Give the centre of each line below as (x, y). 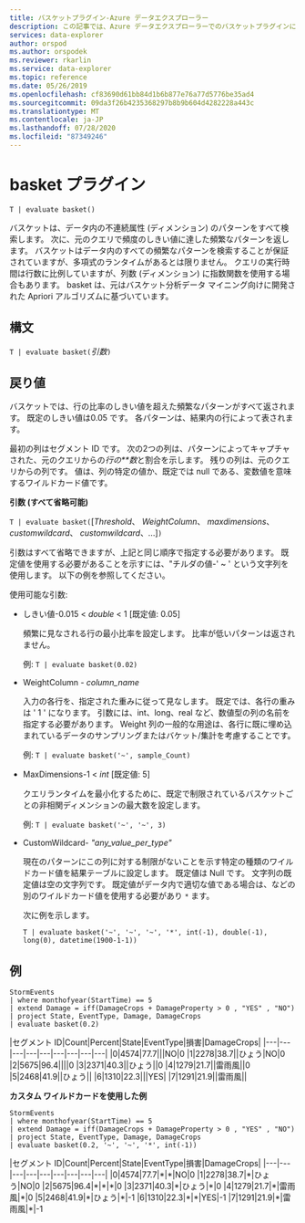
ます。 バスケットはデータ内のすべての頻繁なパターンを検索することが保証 (149, 250)
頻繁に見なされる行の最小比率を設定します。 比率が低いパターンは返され (159, 633)
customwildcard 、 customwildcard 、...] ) (86, 533)
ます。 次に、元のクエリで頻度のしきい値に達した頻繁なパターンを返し (157, 239)
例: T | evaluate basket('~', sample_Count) (107, 755)
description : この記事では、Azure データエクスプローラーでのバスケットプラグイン (149, 26)
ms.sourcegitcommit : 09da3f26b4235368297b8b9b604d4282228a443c (132, 103)
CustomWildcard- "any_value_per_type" (97, 843)
